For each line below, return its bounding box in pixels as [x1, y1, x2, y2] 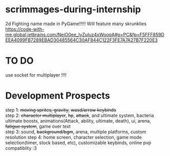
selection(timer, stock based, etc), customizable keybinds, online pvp [5, 140, 152, 146]
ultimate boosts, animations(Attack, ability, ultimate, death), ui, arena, [5, 118, 151, 124]
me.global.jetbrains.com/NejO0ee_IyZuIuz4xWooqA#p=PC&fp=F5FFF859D [5, 31, 165, 37]
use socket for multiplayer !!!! [5, 72, 67, 78]
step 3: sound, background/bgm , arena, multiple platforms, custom [5, 128, 146, 134]
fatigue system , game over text [5, 123, 71, 129]
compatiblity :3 [5, 145, 37, 151]
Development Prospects [5, 90, 110, 102]
